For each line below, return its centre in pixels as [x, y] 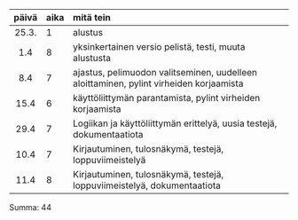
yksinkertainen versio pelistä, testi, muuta [159, 47]
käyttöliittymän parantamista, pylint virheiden [166, 98]
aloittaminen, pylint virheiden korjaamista [158, 83]
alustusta [91, 58]
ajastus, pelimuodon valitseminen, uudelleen [165, 72]
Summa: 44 [30, 207]
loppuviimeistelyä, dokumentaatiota [147, 185]
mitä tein [91, 17]
